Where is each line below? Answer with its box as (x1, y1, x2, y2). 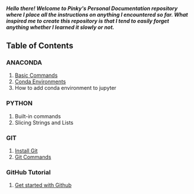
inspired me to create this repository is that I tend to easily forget (6, 17, 170, 24)
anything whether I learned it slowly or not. (6, 24, 115, 31)
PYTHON (6, 99, 33, 108)
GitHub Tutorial (6, 168, 51, 176)
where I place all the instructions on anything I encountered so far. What (6, 11, 188, 18)
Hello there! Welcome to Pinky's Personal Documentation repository (6, 5, 178, 12)
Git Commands (14, 153, 51, 160)
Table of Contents (6, 40, 74, 50)
